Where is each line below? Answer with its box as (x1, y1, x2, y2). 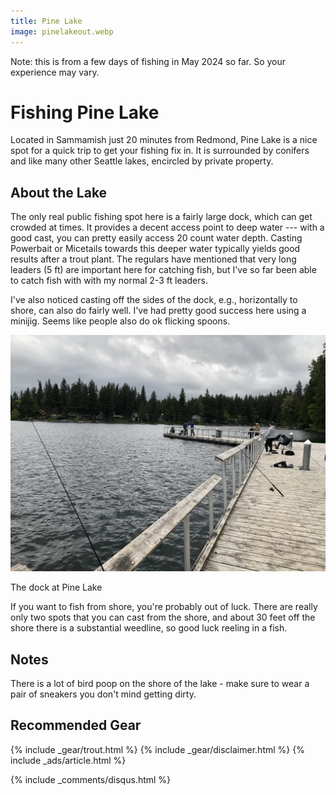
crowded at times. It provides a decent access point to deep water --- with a (10, 221, 325, 234)
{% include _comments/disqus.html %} (10, 773, 172, 785)
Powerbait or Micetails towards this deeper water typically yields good (10, 243, 301, 255)
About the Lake (10, 184, 108, 201)
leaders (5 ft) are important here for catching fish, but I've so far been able (10, 264, 317, 276)
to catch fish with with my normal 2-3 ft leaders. (10, 275, 208, 287)
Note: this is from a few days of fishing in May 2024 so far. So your (10, 55, 287, 67)
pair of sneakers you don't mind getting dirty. (10, 688, 197, 700)
